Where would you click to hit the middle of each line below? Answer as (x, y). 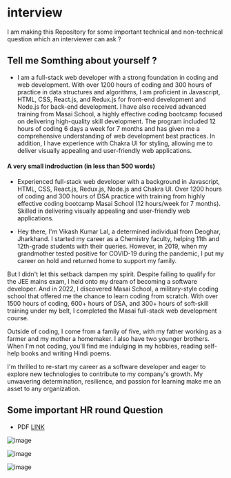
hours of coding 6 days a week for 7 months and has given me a (108, 128)
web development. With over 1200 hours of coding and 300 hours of (114, 85)
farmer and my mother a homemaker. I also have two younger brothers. (109, 338)
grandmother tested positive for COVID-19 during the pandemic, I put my (120, 253)
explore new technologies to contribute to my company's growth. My (105, 374)
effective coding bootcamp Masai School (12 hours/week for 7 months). (119, 203)
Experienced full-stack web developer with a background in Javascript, (119, 181)
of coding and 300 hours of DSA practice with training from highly (111, 196)
